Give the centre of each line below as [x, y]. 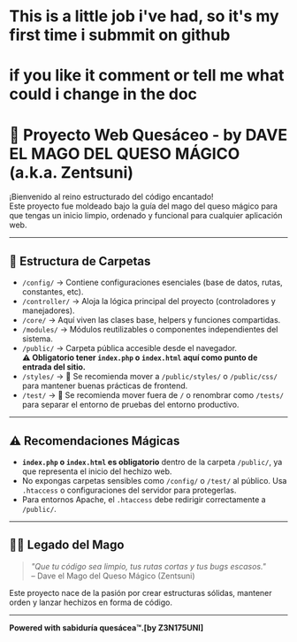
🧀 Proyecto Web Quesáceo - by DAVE [148, 135]
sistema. [37, 339]
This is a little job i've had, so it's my [145, 16]
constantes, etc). [53, 292]
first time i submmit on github [120, 35]
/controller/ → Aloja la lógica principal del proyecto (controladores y [148, 302]
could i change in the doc [103, 94]
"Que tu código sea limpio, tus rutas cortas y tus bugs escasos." [148, 566]
